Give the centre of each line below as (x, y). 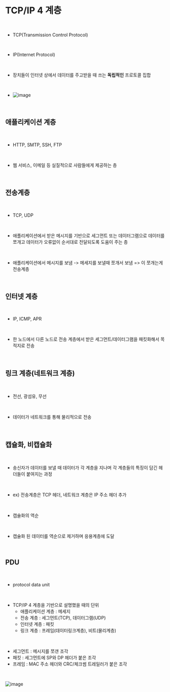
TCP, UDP (23, 215)
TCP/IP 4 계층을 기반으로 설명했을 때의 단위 (56, 605)
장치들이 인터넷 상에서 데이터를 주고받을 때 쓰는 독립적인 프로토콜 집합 (82, 75)
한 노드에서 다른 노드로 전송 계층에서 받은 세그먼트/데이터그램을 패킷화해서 (86, 339)
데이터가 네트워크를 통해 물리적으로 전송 (52, 417)
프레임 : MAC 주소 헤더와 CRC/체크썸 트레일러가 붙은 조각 (70, 664)
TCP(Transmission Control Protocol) (50, 35)
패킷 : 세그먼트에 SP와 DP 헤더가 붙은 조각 (54, 657)
